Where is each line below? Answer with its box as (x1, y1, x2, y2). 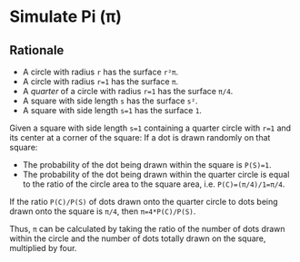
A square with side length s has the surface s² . (22, 95, 198, 106)
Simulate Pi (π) (9, 6, 123, 27)
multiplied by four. (9, 243, 77, 253)
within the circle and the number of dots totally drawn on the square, (9, 233, 266, 244)
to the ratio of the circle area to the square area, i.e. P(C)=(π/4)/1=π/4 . (22, 179, 285, 189)
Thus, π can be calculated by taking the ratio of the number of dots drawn (9, 224, 285, 234)
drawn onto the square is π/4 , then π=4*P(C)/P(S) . (9, 206, 196, 217)
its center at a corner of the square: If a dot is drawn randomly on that (9, 132, 271, 142)
